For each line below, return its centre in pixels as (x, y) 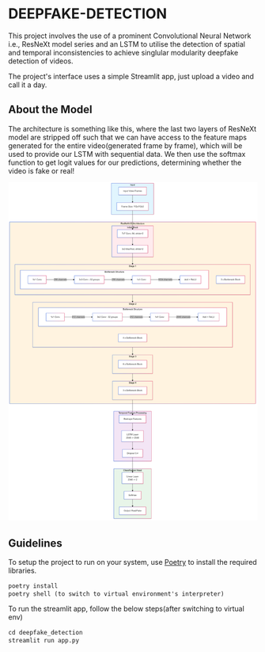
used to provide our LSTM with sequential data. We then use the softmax (127, 154)
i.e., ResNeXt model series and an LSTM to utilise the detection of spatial (127, 44)
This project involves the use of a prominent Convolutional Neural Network (130, 36)
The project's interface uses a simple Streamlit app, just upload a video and (131, 76)
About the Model (50, 110)
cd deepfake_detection (45, 633)
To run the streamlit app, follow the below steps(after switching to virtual (127, 609)
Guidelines (35, 543)
